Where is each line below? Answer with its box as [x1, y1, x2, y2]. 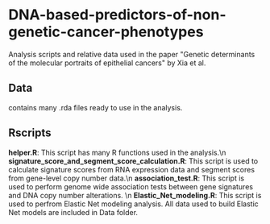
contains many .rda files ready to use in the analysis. [8, 102, 183, 112]
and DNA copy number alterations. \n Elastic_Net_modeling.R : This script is [8, 190, 262, 200]
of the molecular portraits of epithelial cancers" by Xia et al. [8, 58, 206, 68]
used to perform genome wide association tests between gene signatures [8, 181, 254, 191]
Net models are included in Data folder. [8, 207, 139, 217]
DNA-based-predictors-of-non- [8, 6, 226, 24]
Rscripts [8, 127, 52, 140]
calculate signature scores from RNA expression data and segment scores [8, 164, 255, 174]
